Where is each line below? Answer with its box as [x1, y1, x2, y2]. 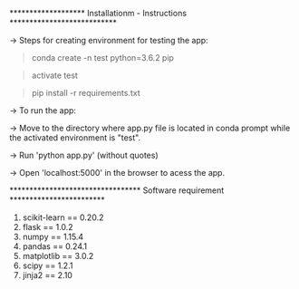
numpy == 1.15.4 [22, 231, 84, 242]
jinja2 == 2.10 [22, 270, 72, 280]
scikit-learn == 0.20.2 [22, 212, 104, 223]
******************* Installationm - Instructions [9, 8, 188, 18]
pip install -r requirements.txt [31, 88, 140, 98]
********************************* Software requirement [9, 185, 225, 196]
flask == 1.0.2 [22, 222, 74, 232]
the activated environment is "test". [9, 132, 141, 143]
